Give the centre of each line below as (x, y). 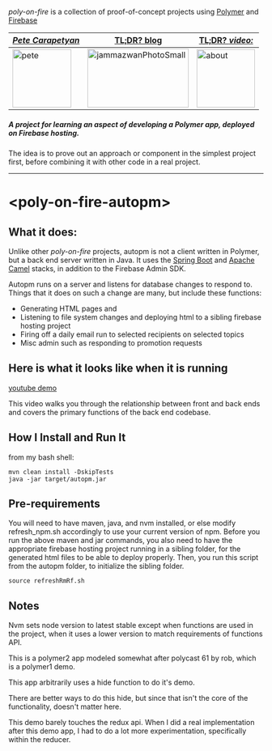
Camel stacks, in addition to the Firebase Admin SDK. (97, 268)
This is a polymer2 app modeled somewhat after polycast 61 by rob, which (132, 658)
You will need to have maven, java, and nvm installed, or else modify (122, 523)
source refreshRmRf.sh (47, 581)
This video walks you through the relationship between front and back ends (134, 403)
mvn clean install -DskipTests (61, 472)
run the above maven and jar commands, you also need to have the (121, 541)
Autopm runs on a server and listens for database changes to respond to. (130, 284)
